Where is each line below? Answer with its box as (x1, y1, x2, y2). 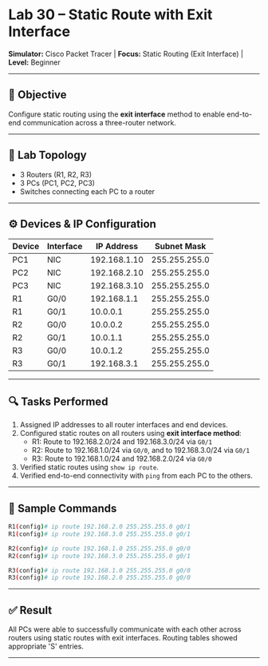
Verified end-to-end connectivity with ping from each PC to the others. (19, 471, 253, 481)
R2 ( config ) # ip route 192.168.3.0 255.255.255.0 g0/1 (8, 552, 191, 560)
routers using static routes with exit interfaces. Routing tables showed (8, 633, 238, 643)
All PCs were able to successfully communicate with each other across (8, 624, 242, 634)
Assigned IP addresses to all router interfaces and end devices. (19, 420, 229, 430)
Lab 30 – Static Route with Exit (8, 6, 213, 24)
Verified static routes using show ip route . (19, 462, 160, 472)
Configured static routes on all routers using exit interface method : (19, 429, 242, 438)
